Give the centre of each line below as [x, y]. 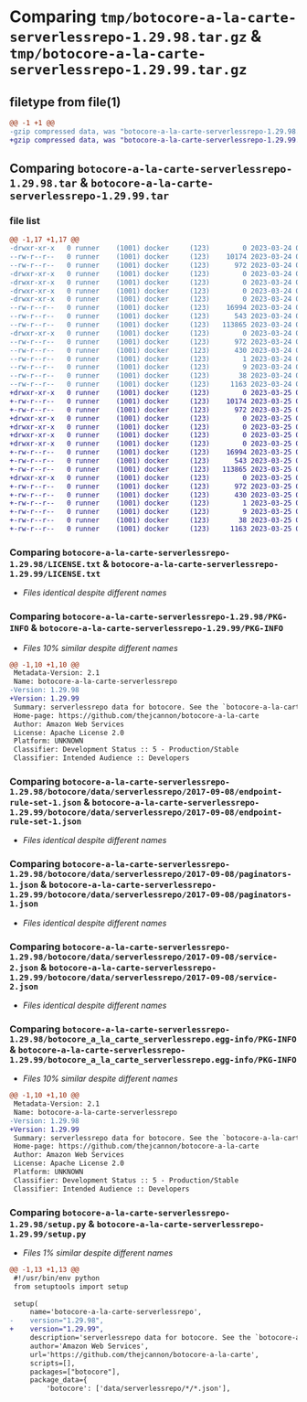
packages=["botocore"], [75, 1372]
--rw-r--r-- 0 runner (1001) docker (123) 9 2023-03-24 [151, 368]
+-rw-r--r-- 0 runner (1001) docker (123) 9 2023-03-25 [151, 512]
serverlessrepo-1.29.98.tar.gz [128, 38]
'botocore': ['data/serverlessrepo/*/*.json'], [138, 1389]
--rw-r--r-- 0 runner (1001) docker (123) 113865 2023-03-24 [151, 325]
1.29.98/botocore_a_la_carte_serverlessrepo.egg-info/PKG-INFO [153, 1039]
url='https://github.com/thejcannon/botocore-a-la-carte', [144, 1354]
